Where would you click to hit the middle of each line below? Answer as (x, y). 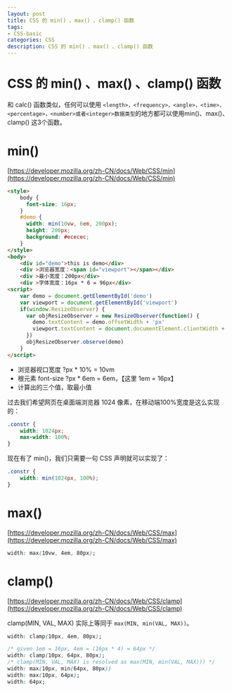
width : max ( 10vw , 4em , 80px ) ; (52, 553)
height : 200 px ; (48, 231)
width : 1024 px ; (42, 431)
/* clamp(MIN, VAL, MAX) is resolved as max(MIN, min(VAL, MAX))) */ (111, 662)
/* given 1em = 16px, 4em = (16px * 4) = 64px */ (82, 649)
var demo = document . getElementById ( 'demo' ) (86, 296)
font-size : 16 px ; (51, 204)
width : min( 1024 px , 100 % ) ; (59, 478)
